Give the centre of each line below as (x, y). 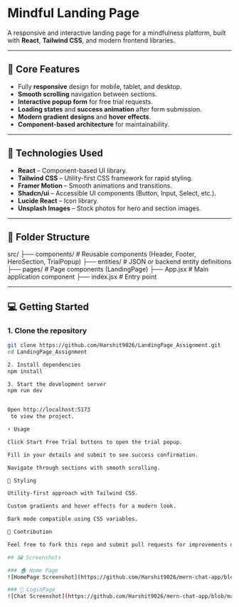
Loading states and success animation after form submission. (110, 109)
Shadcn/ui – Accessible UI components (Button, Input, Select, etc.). (117, 193)
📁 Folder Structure (49, 237)
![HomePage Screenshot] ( (44, 577)
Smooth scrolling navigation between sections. (87, 94)
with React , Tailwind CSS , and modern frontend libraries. (91, 40)
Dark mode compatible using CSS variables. (73, 519)
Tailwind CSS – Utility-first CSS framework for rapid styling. (105, 178)
